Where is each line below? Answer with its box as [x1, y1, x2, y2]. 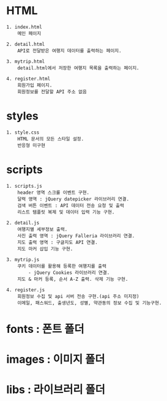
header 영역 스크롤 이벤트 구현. [17, 189, 90, 196]
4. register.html [6, 75, 51, 82]
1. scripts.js [6, 183, 43, 189]
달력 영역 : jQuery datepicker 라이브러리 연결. [17, 196, 130, 202]
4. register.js [6, 286, 45, 293]
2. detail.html [6, 41, 45, 47]
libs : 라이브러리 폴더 [6, 383, 106, 397]
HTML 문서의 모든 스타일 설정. [17, 136, 84, 142]
